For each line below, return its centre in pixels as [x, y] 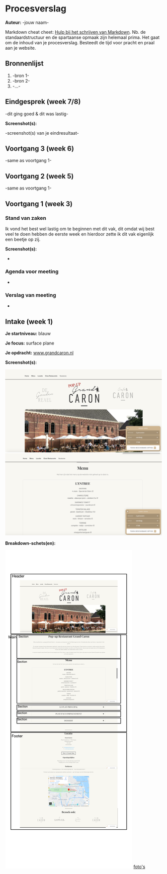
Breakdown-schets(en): [30, 543]
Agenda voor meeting [32, 271]
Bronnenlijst [24, 63]
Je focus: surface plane [30, 343]
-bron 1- [21, 76]
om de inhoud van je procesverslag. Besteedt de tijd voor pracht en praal [80, 42]
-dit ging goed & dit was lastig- [37, 114]
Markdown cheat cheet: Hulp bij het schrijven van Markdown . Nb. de [75, 32]
